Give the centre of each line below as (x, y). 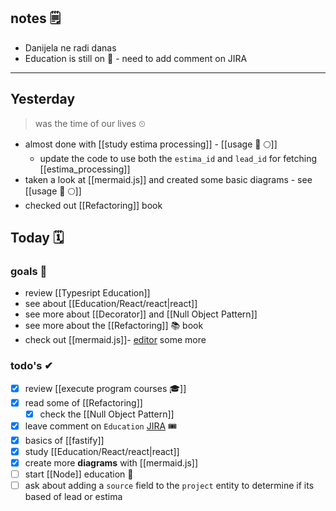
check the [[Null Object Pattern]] (107, 414)
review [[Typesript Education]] (87, 293)
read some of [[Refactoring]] (83, 402)
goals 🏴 (29, 271)
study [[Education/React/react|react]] (102, 451)
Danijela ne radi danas (70, 47)
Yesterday (43, 99)
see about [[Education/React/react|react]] (111, 304)
